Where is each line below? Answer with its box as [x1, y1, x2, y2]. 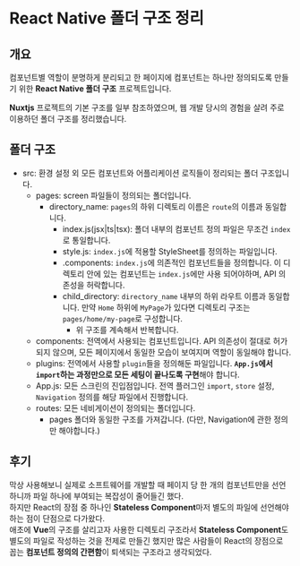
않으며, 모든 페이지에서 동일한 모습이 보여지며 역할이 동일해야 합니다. [52, 347, 292, 357]
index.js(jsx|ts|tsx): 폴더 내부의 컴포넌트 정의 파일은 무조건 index [62, 223, 291, 234]
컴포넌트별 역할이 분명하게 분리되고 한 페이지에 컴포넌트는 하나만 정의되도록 [9, 73, 273, 82]
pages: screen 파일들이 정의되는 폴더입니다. [35, 190, 192, 201]
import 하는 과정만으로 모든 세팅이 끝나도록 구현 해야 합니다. [35, 369, 240, 380]
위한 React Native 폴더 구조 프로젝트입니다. [18, 83, 172, 94]
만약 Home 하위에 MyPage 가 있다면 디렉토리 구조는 [81, 302, 251, 313]
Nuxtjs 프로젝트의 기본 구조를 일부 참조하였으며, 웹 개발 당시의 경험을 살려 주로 [9, 102, 285, 113]
